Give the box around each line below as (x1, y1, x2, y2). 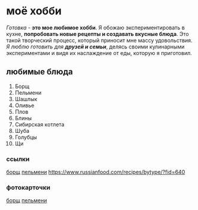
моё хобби (6, 4, 62, 18)
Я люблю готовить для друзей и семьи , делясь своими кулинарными (6, 43, 185, 50)
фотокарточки (6, 183, 51, 191)
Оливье (14, 102, 35, 109)
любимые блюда (6, 67, 73, 77)
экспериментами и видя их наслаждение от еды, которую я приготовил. (6, 49, 193, 56)
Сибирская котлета (14, 121, 65, 128)
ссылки (6, 154, 30, 163)
